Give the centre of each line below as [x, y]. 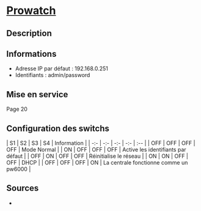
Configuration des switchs [58, 128]
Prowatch [31, 11]
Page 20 [17, 109]
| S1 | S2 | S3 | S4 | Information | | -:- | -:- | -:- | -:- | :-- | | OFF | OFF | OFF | [101, 143]
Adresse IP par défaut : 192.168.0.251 [62, 68]
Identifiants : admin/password [53, 75]
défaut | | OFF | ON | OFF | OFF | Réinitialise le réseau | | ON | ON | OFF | [97, 156]
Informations [31, 54]
